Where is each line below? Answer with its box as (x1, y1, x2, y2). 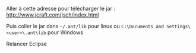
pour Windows (47, 29, 83, 36)
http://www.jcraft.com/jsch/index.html (6, 11, 99, 18)
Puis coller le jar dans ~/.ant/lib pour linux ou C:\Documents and (6, 23, 165, 29)
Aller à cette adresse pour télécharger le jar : (6, 5, 116, 12)
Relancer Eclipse (6, 41, 48, 47)
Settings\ (166, 24, 191, 29)
